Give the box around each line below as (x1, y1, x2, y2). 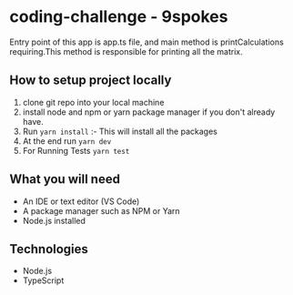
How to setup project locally (9, 73, 172, 88)
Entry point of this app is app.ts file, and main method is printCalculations (9, 36, 284, 47)
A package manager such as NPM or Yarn (22, 205, 180, 216)
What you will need (9, 171, 121, 188)
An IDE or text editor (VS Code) (22, 196, 140, 207)
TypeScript (22, 275, 65, 286)
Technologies (9, 241, 89, 257)
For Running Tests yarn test (22, 145, 130, 156)
